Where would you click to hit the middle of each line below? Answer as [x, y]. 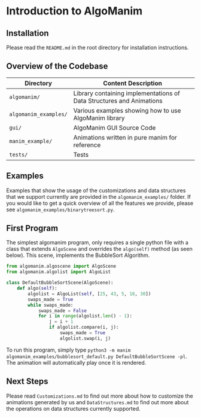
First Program [32, 228]
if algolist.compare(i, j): [84, 328]
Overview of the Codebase [57, 66]
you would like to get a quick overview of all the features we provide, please [100, 203]
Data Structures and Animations [118, 101]
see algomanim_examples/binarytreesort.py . [60, 209]
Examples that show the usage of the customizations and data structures [96, 190]
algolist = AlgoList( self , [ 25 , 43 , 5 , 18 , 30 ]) [89, 294]
